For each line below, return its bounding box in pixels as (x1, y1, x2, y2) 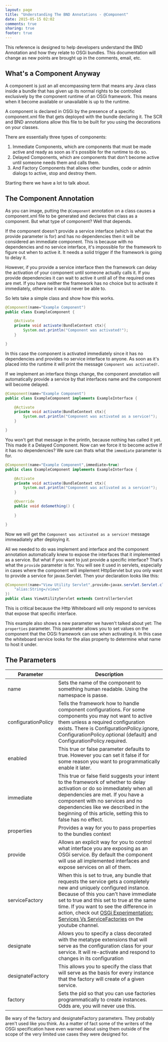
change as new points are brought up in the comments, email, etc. (5, 55, 141, 60)
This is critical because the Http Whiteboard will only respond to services (5, 605, 156, 611)
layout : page (5, 7, 32, 12)
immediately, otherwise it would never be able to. (5, 285, 106, 291)
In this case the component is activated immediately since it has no (5, 350, 143, 356)
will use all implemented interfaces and (58, 857, 150, 864)
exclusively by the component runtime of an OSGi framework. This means (5, 93, 157, 99)
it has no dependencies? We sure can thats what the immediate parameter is (5, 447, 161, 453)
